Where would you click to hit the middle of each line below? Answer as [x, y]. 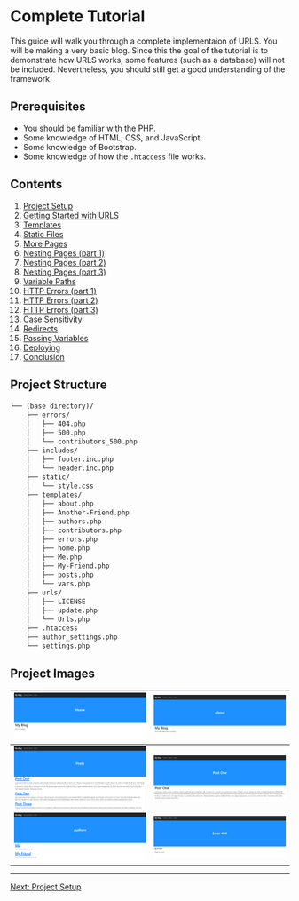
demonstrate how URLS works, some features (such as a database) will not [147, 60]
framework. [31, 78]
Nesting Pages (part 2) [64, 262]
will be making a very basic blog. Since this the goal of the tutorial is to [139, 50]
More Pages [45, 243]
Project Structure [59, 384]
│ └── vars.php [58, 584]
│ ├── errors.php [62, 539]
